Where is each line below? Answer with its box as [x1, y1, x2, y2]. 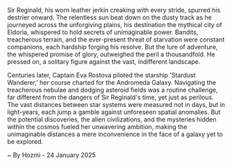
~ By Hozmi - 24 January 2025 [7, 151, 96, 159]
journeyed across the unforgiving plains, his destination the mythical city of [7, 21, 222, 28]
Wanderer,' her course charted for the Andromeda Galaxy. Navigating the [7, 78, 217, 86]
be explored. [7, 138, 44, 145]
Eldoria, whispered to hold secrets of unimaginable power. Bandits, [7, 28, 199, 36]
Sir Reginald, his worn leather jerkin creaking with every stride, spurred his [7, 6, 221, 14]
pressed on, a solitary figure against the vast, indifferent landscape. [7, 58, 201, 65]
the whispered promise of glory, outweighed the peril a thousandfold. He [7, 50, 215, 58]
